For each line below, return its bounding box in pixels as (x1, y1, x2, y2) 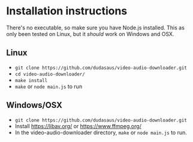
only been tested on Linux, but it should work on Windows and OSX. (6, 30, 174, 37)
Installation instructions (6, 4, 128, 18)
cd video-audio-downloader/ (14, 71, 85, 77)
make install (14, 77, 48, 83)
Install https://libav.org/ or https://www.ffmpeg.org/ (14, 122, 142, 129)
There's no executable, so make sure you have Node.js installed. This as (6, 24, 185, 31)
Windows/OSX (6, 100, 63, 110)
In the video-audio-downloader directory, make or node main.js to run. (14, 129, 188, 136)
